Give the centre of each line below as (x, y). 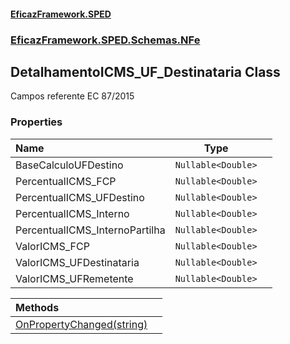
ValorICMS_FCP (52, 246)
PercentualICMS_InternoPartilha (90, 230)
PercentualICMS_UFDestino (80, 197)
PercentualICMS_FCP (66, 181)
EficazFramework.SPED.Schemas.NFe (105, 40)
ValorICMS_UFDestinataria (77, 262)
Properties (36, 122)
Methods (37, 307)
